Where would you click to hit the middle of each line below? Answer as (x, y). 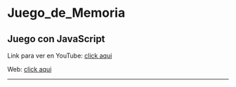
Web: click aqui (29, 69)
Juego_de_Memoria (66, 13)
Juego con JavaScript (56, 39)
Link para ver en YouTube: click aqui (60, 55)
